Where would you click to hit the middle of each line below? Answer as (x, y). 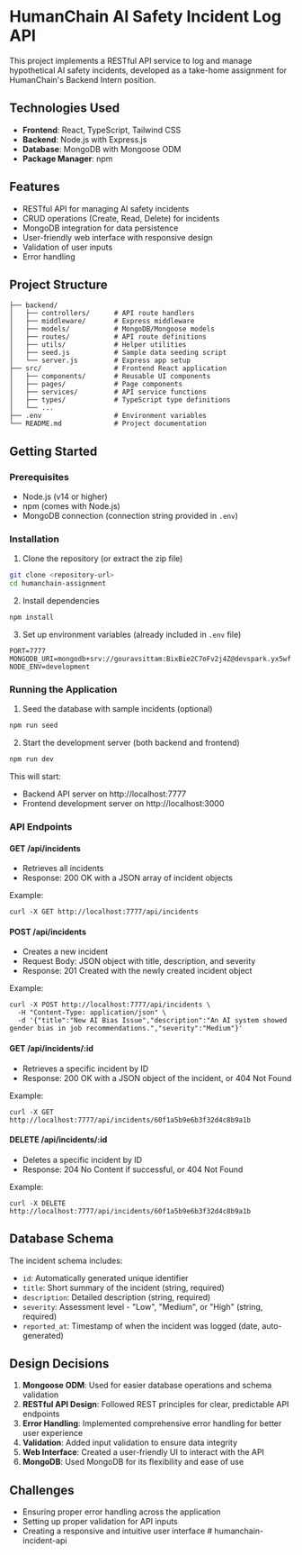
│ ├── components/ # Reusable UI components (110, 377)
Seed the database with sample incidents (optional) (117, 709)
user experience (53, 1433)
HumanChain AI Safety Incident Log (145, 17)
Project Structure (58, 284)
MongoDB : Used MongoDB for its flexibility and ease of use (133, 1462)
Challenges (42, 1490)
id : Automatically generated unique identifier (105, 1278)
